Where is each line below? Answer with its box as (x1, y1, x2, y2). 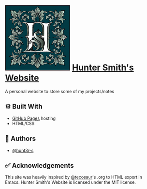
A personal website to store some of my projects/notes (5, 88, 115, 94)
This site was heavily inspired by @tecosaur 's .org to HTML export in (5, 174, 143, 180)
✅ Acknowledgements (5, 161, 74, 170)
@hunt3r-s (12, 147, 34, 153)
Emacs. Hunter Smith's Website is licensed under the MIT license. (5, 179, 136, 185)
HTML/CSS (12, 120, 35, 126)
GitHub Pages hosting (12, 115, 56, 121)
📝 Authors (5, 135, 36, 143)
